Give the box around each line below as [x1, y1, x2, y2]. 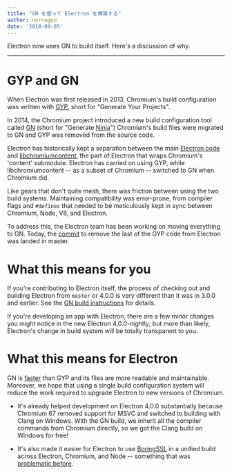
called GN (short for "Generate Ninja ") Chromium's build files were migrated [7, 124, 224, 132]
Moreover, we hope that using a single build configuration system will [7, 381, 205, 390]
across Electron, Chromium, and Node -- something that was [17, 452, 191, 460]
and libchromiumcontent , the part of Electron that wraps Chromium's [7, 151, 203, 160]
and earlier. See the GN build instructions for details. [7, 298, 156, 307]
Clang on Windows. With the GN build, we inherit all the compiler [17, 417, 202, 425]
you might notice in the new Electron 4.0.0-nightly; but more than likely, [7, 319, 211, 328]
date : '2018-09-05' [7, 23, 64, 30]
